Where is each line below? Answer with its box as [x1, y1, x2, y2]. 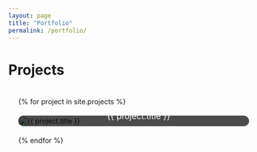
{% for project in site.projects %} [18, 97, 127, 107]
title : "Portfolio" [8, 19, 73, 27]
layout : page [8, 11, 52, 20]
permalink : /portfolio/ [8, 26, 88, 34]
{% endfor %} [18, 136, 64, 146]
